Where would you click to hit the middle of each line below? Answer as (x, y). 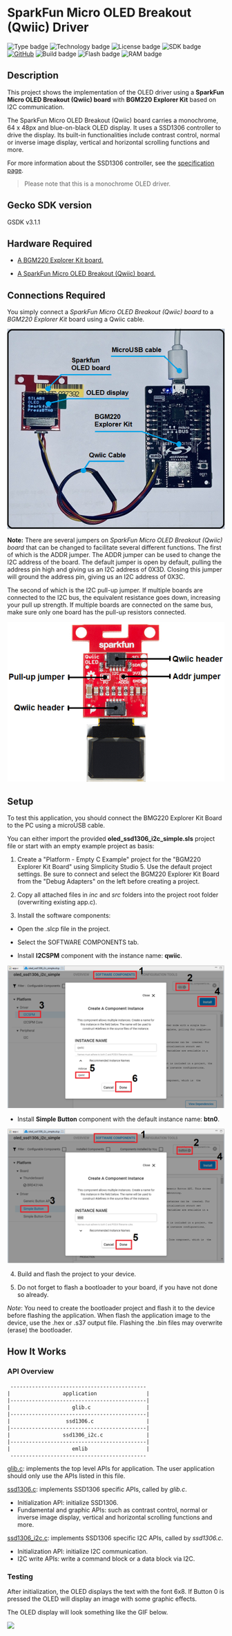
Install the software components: (64, 915)
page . (16, 170)
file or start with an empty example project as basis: (81, 846)
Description (33, 76)
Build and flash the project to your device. (77, 1274)
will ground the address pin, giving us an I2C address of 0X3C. (96, 577)
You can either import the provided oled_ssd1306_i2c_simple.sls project (111, 839)
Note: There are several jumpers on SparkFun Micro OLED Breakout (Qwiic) (115, 541)
